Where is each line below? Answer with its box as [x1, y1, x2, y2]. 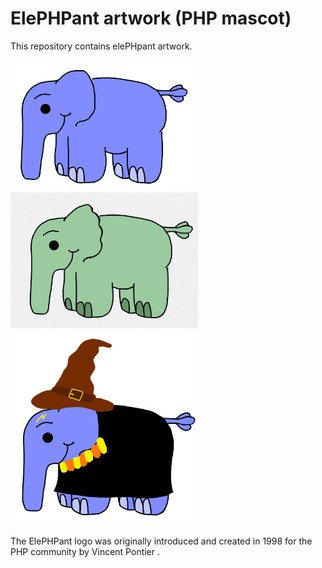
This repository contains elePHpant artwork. [10, 40, 193, 52]
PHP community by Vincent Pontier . [10, 545, 161, 557]
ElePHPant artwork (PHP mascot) [10, 7, 292, 30]
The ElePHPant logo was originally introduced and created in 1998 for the [10, 535, 313, 547]
